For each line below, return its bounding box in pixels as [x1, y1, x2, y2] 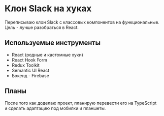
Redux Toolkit [11, 62, 40, 68]
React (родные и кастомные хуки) [11, 52, 83, 58]
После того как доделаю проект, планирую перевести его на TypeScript [4, 100, 157, 106]
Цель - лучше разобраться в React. [4, 24, 79, 30]
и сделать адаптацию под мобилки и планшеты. [4, 105, 106, 111]
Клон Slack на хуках [4, 3, 92, 14]
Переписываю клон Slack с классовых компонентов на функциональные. [4, 19, 160, 25]
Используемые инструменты [4, 39, 101, 47]
